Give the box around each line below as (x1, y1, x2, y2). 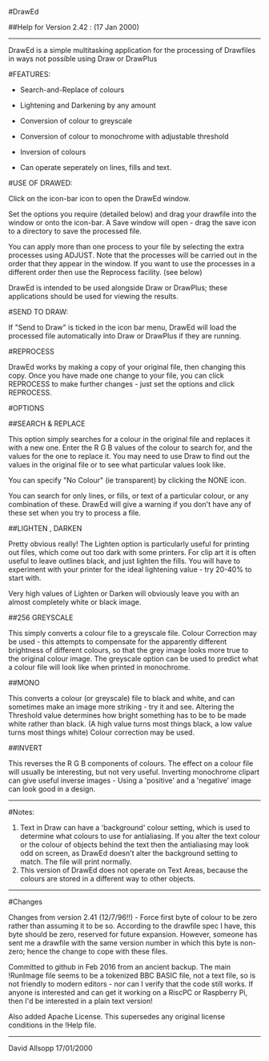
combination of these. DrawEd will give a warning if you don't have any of (8, 500, 251, 508)
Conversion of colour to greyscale (19, 116, 133, 125)
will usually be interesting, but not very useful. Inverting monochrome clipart (8, 767, 260, 776)
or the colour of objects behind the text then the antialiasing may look (19, 840, 250, 849)
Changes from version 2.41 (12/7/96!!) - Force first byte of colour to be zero (8, 913, 258, 921)
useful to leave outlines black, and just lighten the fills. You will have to (8, 557, 241, 565)
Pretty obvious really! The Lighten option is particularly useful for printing (8, 539, 250, 549)
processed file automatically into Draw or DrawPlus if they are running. (8, 331, 242, 340)
